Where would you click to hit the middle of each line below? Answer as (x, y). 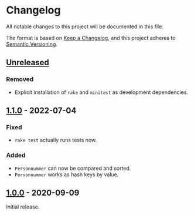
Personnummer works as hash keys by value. (67, 174)
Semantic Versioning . (32, 44)
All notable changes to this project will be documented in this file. (85, 26)
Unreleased (28, 63)
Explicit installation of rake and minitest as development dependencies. (101, 92)
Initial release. (23, 207)
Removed (20, 79)
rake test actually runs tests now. (56, 140)
